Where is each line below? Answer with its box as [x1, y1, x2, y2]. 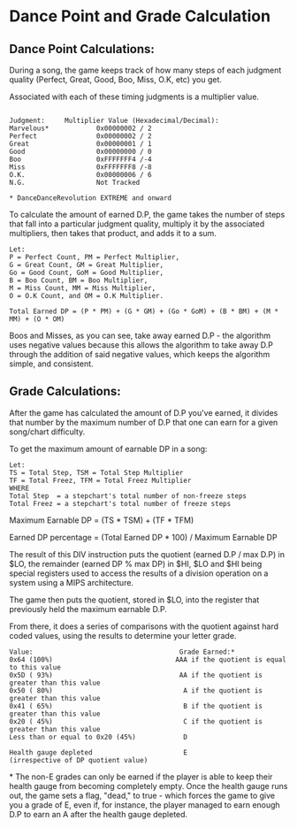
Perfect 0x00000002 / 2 [9, 132, 152, 141]
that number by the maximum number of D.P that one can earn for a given [9, 417, 278, 427]
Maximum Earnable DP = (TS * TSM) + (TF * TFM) [9, 515, 194, 525]
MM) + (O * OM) [9, 315, 65, 324]
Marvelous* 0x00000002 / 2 [9, 124, 152, 133]
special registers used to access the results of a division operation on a [9, 568, 269, 579]
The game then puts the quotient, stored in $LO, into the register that [9, 594, 260, 605]
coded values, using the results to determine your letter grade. [9, 630, 237, 640]
